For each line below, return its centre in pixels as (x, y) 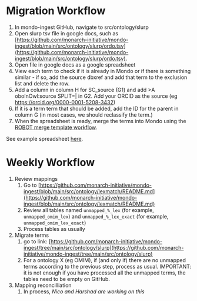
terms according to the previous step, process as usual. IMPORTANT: (107, 266)
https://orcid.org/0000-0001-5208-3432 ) (65, 102)
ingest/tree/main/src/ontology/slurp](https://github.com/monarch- (103, 247)
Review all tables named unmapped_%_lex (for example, (89, 210)
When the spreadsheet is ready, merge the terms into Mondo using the (100, 121)
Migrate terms (31, 235)
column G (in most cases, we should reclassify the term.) (84, 115)
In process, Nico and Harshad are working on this (84, 291)
